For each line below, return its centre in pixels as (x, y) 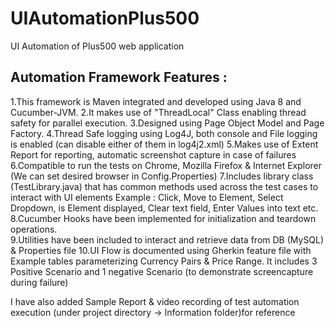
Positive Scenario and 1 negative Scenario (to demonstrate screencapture (162, 271)
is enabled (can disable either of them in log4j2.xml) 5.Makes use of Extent (164, 144)
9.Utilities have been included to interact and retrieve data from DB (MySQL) (167, 239)
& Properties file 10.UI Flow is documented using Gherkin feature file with (161, 250)
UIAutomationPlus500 (105, 18)
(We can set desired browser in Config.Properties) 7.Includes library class (162, 176)
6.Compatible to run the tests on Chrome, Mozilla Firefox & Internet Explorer (166, 165)
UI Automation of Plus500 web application (97, 46)
